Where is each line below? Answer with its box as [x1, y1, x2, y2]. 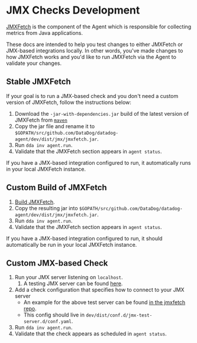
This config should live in [23, 311, 85, 319]
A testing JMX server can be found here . [23, 280, 123, 287]
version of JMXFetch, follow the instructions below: [6, 99, 132, 106]
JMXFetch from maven [14, 116, 68, 123]
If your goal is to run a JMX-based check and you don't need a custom [6, 92, 179, 99]
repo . [23, 305, 37, 312]
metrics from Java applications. [6, 29, 83, 36]
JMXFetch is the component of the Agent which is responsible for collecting [6, 23, 192, 30]
